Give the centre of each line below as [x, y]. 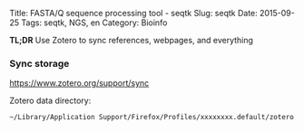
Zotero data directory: [50, 101]
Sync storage [39, 63]
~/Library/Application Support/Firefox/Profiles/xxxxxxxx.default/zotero [152, 117]
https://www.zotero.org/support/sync [79, 83]
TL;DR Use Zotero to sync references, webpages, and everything [132, 40]
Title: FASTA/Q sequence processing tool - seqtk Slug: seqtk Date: [134, 13]
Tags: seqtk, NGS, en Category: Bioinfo [94, 23]
